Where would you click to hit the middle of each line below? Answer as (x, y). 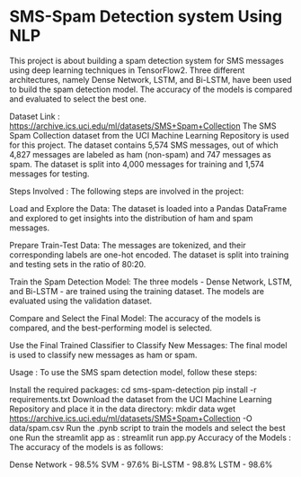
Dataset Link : (35, 116)
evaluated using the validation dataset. (81, 301)
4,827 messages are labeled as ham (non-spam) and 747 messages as (140, 154)
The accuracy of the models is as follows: (86, 446)
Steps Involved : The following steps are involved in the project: (127, 191)
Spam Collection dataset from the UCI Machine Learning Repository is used (149, 135)
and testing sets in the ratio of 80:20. (78, 264)
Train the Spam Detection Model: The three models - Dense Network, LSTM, (151, 282)
